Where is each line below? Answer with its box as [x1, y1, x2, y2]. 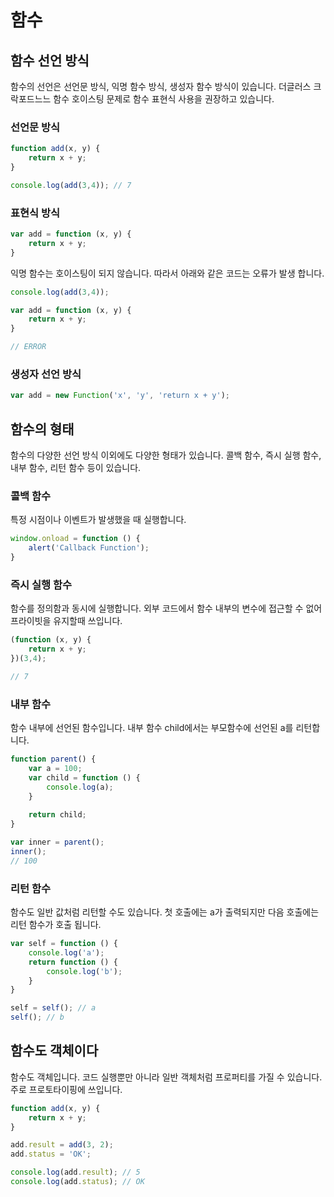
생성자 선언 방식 [10, 367, 82, 381]
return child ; [28, 810, 87, 820]
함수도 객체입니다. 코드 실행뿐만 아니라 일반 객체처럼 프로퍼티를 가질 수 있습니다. [10, 1071, 323, 1083]
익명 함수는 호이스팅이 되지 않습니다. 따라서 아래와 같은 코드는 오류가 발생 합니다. [10, 267, 325, 279]
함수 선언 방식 [10, 52, 90, 69]
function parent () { [10, 754, 97, 765]
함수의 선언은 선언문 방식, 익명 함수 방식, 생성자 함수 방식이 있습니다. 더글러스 [10, 81, 312, 92]
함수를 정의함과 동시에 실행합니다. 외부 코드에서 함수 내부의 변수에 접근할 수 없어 [10, 602, 323, 615]
